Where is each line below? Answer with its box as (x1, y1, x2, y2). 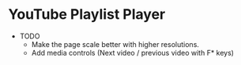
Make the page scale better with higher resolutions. (31, 39, 200, 49)
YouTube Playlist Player (8, 5, 166, 23)
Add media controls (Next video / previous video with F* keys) (31, 48, 235, 57)
